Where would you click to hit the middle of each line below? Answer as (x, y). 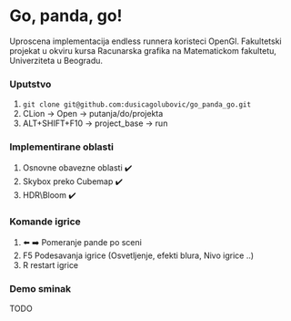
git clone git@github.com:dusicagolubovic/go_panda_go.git (137, 105)
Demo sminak (40, 288)
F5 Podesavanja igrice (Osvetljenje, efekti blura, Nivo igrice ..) (138, 255)
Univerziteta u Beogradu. (56, 60)
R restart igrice (50, 264)
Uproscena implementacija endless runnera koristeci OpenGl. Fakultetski (145, 41)
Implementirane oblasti (61, 147)
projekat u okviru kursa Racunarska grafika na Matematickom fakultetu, (143, 50)
